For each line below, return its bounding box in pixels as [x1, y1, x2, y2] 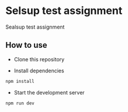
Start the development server [13, 89, 85, 96]
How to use [5, 40, 47, 50]
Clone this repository [13, 55, 65, 62]
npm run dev [5, 100, 34, 106]
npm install [5, 78, 34, 84]
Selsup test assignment [5, 4, 123, 17]
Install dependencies [13, 67, 65, 74]
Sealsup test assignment [5, 23, 65, 30]
